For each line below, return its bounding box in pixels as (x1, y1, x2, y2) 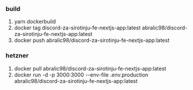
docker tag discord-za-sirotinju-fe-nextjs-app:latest (14, 24, 141, 31)
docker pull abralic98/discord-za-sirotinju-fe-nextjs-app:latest (14, 65, 166, 72)
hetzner (5, 52, 29, 60)
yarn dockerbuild (14, 18, 56, 25)
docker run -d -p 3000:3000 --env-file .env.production (14, 71, 149, 78)
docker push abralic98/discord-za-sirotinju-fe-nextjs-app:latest (14, 37, 170, 44)
